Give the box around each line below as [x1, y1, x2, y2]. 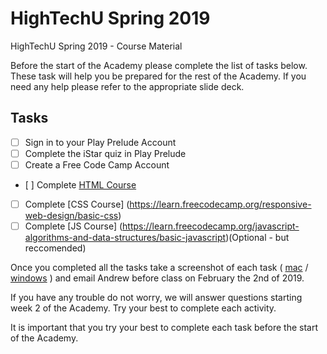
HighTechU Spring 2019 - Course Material [10, 40, 183, 52]
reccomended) [24, 242, 87, 254]
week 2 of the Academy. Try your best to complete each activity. [10, 302, 277, 314]
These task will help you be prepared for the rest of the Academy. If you [10, 70, 307, 82]
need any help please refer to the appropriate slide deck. [10, 80, 245, 92]
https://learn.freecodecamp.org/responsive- [129, 198, 312, 210]
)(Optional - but [225, 232, 290, 244]
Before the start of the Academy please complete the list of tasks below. [10, 59, 308, 71]
